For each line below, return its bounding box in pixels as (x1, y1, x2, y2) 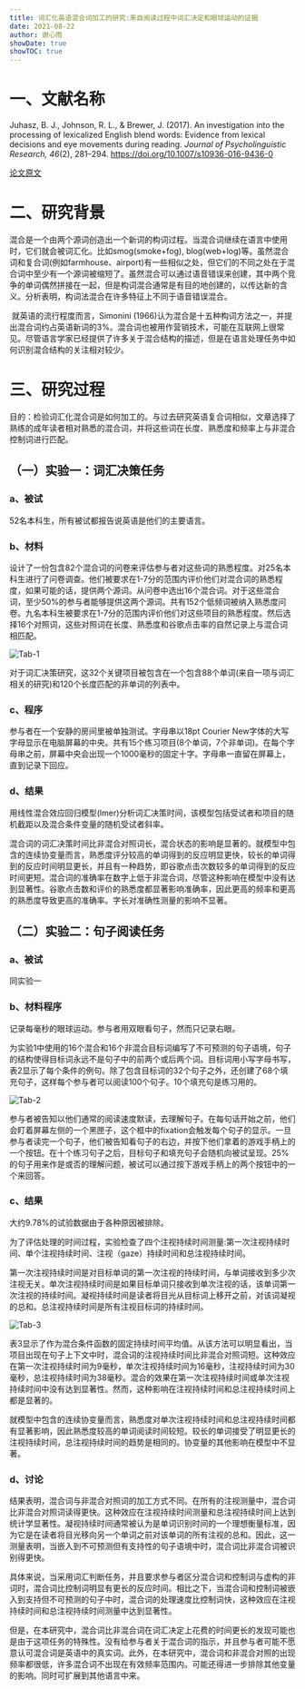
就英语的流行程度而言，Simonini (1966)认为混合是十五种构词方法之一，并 (11, 311, 285, 321)
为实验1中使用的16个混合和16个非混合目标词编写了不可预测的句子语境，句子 (9, 1042, 292, 1053)
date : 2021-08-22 (9, 22, 75, 31)
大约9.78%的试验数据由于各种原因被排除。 (9, 1217, 170, 1228)
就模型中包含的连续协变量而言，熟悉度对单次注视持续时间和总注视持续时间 (9, 1414, 288, 1425)
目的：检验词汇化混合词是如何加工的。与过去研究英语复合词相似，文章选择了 (9, 410, 296, 422)
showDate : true (9, 38, 67, 48)
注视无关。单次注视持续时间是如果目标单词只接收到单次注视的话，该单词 (9, 1278, 280, 1289)
